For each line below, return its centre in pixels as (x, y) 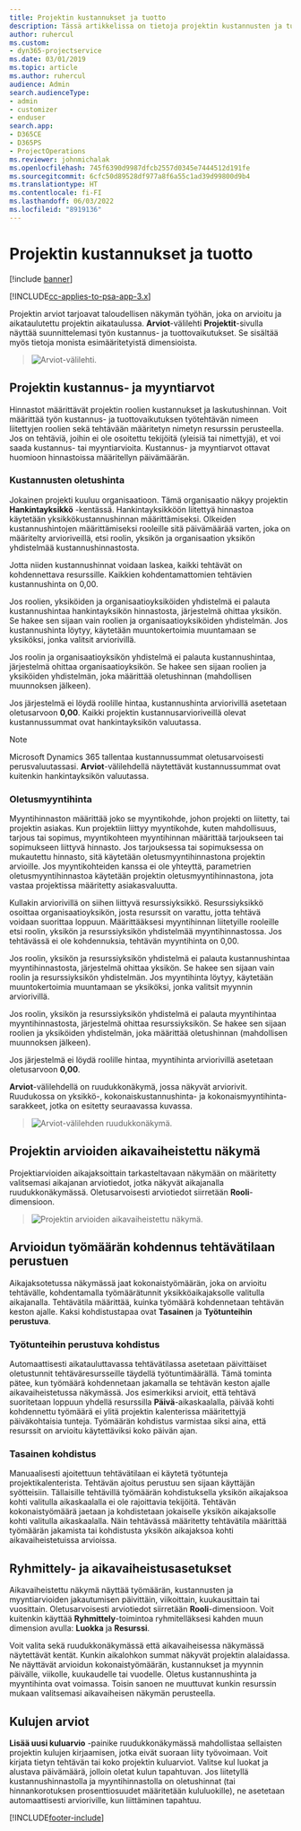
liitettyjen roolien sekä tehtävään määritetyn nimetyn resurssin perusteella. (146, 428)
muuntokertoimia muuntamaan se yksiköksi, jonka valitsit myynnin (131, 987)
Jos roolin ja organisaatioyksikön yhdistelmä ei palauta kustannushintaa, (142, 657)
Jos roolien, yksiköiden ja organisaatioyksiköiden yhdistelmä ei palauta (140, 601)
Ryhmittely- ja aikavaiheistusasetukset (120, 1568)
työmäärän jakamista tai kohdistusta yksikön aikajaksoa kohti (122, 1530)
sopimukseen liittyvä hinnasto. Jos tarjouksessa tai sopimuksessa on (137, 847)
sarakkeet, (29, 1106)
